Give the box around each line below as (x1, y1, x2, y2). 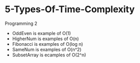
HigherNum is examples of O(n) (12, 36, 79, 42)
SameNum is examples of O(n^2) (12, 46, 82, 52)
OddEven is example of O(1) (12, 30, 71, 36)
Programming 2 (5, 20, 38, 26)
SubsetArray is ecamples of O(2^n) (12, 52, 86, 58)
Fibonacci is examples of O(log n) (12, 41, 83, 47)
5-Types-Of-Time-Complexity (5, 4, 135, 15)
